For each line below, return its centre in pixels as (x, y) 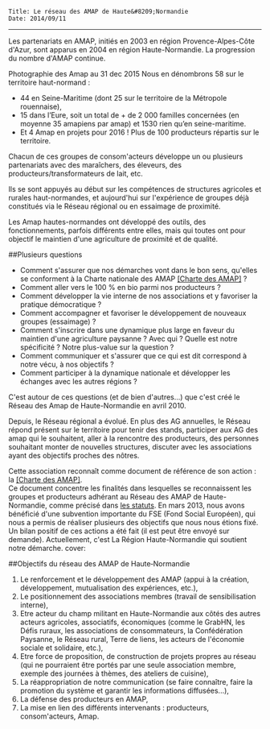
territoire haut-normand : (49, 82)
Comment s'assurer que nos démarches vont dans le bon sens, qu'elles (139, 270)
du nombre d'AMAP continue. (57, 58)
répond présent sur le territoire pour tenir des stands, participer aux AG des (133, 430)
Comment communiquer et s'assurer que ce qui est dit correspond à (133, 356)
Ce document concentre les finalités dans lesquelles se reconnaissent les (130, 488)
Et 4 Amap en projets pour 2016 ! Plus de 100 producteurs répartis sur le (139, 132)
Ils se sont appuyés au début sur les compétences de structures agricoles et (135, 189)
